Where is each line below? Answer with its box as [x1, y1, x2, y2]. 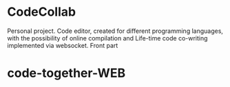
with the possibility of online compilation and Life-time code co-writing [7, 34, 208, 42]
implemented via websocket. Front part [7, 41, 118, 49]
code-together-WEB [7, 66, 126, 81]
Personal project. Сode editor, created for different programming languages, [7, 27, 224, 35]
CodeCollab [7, 4, 76, 20]
